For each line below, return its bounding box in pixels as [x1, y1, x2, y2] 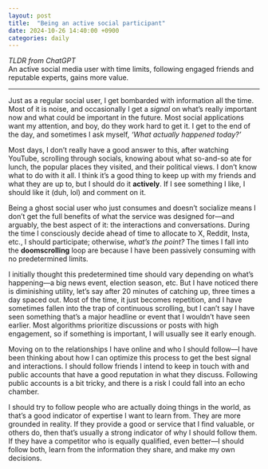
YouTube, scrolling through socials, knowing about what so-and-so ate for [8, 153, 252, 164]
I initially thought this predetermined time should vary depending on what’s [8, 269, 254, 280]
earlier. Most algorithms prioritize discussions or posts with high [8, 320, 219, 330]
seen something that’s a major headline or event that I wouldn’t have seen [8, 312, 250, 322]
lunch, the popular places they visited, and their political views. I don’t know [8, 162, 258, 172]
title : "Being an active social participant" [8, 19, 166, 27]
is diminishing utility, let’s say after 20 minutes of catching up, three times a [8, 287, 255, 296]
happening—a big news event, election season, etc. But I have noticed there [8, 278, 258, 288]
